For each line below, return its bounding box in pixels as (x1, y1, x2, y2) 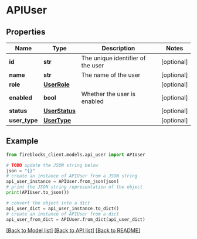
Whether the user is (81, 90, 136, 98)
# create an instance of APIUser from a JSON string (6, 173, 138, 179)
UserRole (43, 80, 70, 88)
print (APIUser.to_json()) (6, 190, 69, 196)
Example (6, 136, 39, 146)
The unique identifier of (81, 54, 146, 62)
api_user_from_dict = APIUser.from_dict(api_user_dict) (6, 216, 145, 223)
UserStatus (43, 107, 76, 115)
